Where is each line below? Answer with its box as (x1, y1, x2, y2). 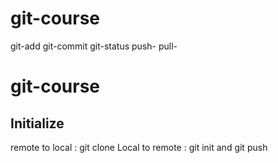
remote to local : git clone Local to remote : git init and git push (10, 141, 268, 153)
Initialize (10, 115, 65, 132)
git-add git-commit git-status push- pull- (10, 40, 178, 52)
